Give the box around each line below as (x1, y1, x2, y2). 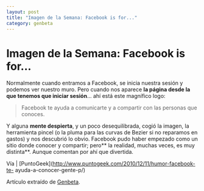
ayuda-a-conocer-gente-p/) (15, 167, 86, 174)
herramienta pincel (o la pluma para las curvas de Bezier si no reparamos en (6, 129, 198, 136)
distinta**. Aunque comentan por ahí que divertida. (6, 148, 134, 156)
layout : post (6, 9, 40, 15)
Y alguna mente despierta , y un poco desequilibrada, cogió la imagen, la (6, 122, 190, 130)
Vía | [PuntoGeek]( (6, 160, 53, 167)
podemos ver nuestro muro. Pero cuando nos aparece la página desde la (6, 86, 191, 93)
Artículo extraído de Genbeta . (6, 178, 80, 186)
